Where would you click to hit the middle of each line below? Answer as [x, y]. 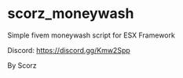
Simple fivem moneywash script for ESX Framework [91, 35]
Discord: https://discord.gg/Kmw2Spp [69, 50]
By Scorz [22, 65]
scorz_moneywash [71, 14]
